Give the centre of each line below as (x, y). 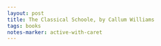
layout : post (26, 13)
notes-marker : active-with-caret (55, 32)
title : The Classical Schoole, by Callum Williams (81, 20)
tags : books (24, 26)
